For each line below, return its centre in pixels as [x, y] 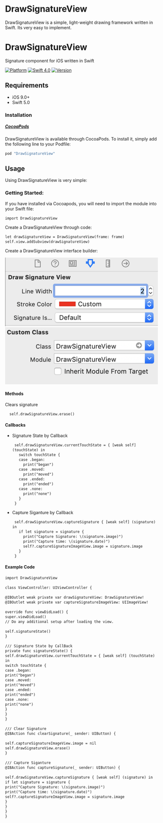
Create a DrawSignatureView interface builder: [51, 250]
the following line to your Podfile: [38, 144]
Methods [14, 394]
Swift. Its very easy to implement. [38, 27]
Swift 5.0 [21, 102]
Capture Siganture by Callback [43, 513]
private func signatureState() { [39, 651]
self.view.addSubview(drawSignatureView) [48, 242]
